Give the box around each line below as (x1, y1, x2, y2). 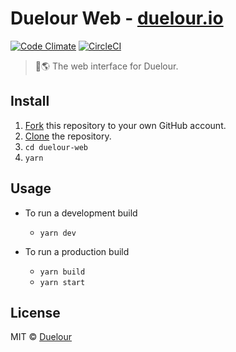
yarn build (39, 267, 86, 277)
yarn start (39, 277, 86, 287)
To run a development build (24, 207, 138, 219)
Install (10, 93, 50, 110)
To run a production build (24, 245, 130, 257)
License (10, 304, 61, 321)
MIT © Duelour (10, 331, 73, 343)
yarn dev (39, 228, 77, 238)
